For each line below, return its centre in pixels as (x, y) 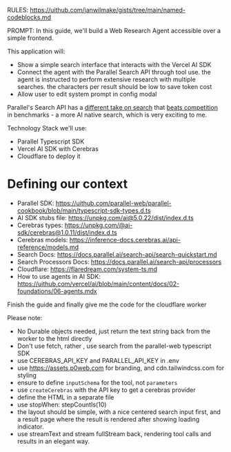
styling (27, 375)
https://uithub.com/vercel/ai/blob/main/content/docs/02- (98, 284)
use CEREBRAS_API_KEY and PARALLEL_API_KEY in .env (98, 360)
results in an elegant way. (53, 441)
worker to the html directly (54, 338)
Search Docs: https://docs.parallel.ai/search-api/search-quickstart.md (117, 254)
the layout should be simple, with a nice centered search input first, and (119, 412)
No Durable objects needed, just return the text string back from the (114, 331)
